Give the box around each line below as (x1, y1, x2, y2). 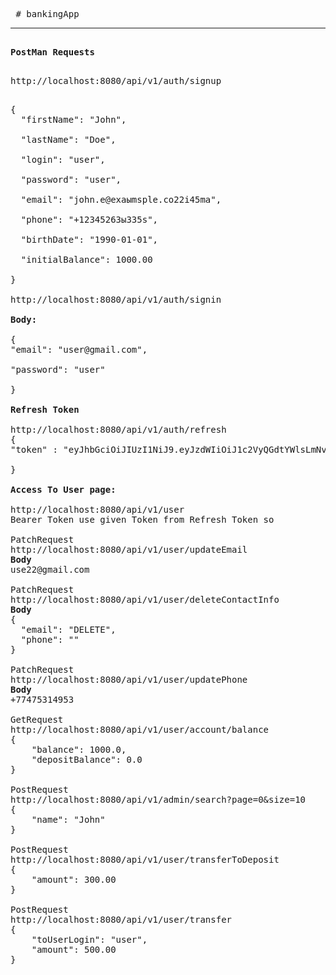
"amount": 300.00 (31, 874, 117, 885)
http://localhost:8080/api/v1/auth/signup (10, 75, 222, 86)
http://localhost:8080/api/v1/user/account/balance (10, 724, 270, 735)
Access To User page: (10, 484, 117, 495)
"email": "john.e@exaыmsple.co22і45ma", (20, 194, 222, 205)
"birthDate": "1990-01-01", (20, 234, 159, 245)
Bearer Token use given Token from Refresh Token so (10, 514, 275, 525)
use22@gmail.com (10, 564, 90, 575)
